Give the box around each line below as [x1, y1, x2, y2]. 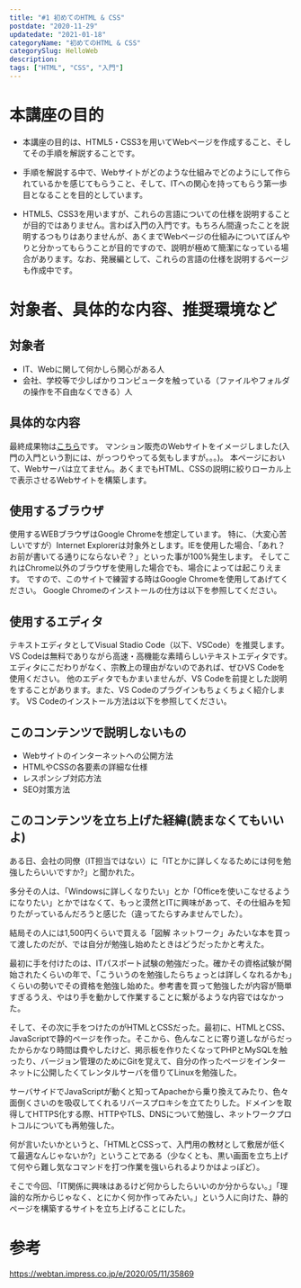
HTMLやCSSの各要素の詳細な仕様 [22, 761, 148, 772]
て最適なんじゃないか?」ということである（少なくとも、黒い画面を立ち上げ [9, 1149, 289, 1161]
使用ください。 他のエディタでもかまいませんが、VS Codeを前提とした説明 [9, 673, 288, 684]
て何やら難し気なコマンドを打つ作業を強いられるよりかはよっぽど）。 [9, 1161, 265, 1172]
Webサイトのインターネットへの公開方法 [22, 751, 173, 761]
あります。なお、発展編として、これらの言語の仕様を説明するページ [38, 253, 289, 264]
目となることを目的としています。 [22, 189, 148, 200]
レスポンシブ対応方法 [22, 773, 102, 784]
